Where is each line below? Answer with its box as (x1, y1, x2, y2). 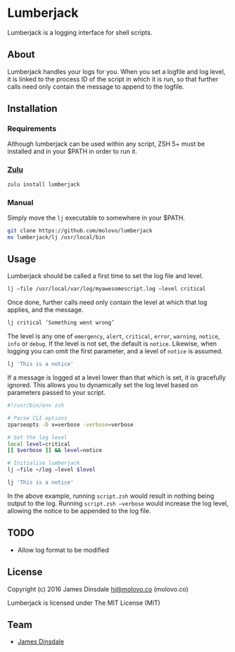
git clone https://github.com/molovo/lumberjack (7, 227, 153, 234)
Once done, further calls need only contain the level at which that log (7, 298, 208, 307)
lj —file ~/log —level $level (7, 466, 96, 473)
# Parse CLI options (7, 414, 68, 422)
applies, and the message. (7, 306, 84, 314)
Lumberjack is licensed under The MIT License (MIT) (7, 598, 160, 607)
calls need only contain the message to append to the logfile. (7, 82, 184, 91)
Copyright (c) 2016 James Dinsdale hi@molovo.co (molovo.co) (7, 584, 189, 593)
